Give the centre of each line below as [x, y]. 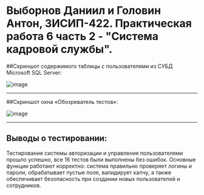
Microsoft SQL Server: [34, 72]
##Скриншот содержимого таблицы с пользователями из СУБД [90, 66]
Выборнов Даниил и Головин [84, 11]
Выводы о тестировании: [57, 138]
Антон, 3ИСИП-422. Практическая [99, 23]
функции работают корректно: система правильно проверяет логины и [99, 166]
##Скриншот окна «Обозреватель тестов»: [62, 101]
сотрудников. [24, 185]
